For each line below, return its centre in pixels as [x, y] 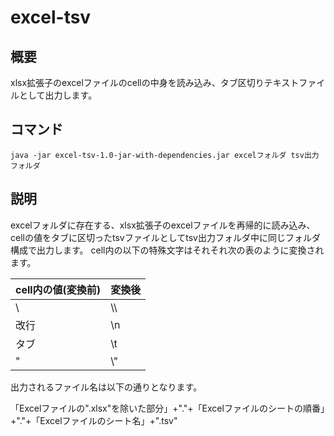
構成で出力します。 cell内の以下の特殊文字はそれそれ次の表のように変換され [167, 250]
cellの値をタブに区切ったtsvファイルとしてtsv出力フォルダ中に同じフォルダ [165, 237]
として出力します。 [58, 95]
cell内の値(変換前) [58, 289]
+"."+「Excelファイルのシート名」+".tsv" [94, 420]
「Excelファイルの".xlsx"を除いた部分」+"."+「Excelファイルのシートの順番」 [167, 408]
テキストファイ [294, 82]
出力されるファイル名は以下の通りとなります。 [106, 387]
